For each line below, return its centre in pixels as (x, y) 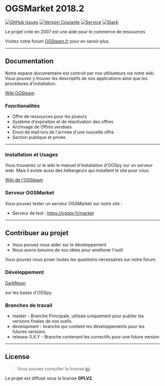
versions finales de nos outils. (42, 321)
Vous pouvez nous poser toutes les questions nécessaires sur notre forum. (81, 260)
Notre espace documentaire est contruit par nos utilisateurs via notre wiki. (80, 73)
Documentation (29, 61)
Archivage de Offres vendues (42, 127)
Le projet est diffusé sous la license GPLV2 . (49, 378)
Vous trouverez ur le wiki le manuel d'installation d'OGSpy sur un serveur (79, 165)
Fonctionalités (23, 106)
